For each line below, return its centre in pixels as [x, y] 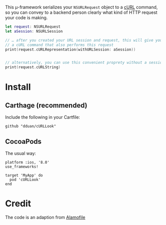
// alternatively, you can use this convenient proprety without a [76, 63]
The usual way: [21, 153]
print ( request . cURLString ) [33, 67]
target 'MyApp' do [24, 175]
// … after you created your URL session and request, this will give [79, 40]
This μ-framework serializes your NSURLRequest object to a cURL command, [82, 7]
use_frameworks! [22, 167]
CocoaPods [23, 141]
